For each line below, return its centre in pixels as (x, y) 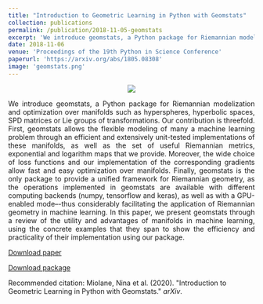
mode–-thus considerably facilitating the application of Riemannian (146, 203)
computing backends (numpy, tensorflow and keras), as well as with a (122, 195)
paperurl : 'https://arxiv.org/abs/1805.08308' (85, 60)
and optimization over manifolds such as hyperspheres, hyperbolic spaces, (131, 112)
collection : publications (50, 23)
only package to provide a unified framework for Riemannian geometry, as (131, 178)
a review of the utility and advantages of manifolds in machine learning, (131, 220)
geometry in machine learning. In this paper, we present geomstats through (131, 212)
